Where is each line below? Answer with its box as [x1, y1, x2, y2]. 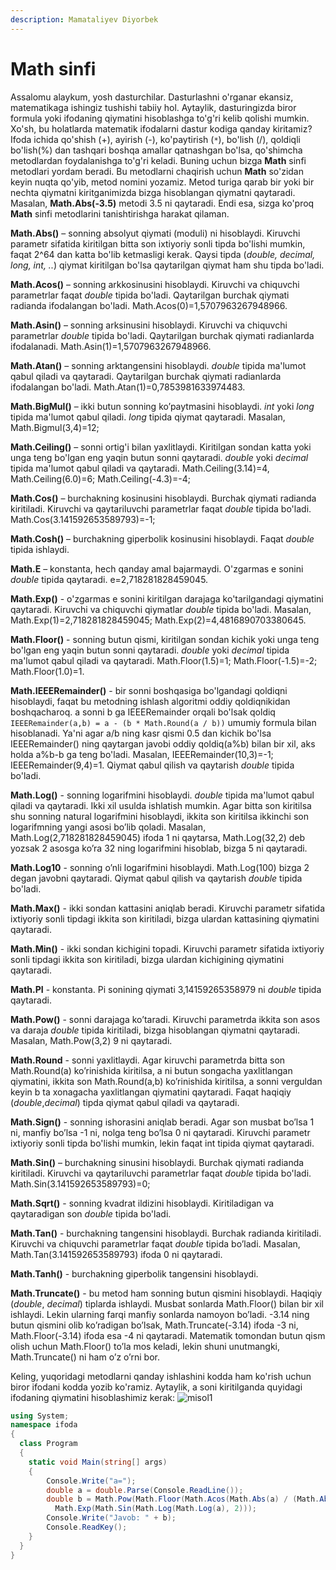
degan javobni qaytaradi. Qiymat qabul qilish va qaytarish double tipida [10, 872, 303, 884]
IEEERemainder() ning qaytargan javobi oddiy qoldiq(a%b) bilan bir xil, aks [10, 737, 316, 750]
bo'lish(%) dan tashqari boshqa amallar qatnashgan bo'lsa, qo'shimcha [10, 144, 303, 156]
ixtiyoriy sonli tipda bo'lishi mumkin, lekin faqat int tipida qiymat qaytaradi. [10, 1137, 315, 1149]
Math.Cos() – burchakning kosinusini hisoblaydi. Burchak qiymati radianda [10, 492, 317, 504]
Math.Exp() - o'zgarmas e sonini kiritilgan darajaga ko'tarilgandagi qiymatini [10, 592, 324, 605]
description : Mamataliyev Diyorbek [10, 14, 159, 25]
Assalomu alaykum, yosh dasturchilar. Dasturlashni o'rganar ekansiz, [10, 91, 294, 103]
